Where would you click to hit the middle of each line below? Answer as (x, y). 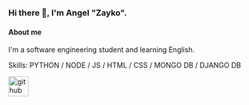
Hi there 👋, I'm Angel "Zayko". (68, 13)
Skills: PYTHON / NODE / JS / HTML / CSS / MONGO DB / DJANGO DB (125, 65)
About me (25, 32)
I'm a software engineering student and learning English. (101, 50)
